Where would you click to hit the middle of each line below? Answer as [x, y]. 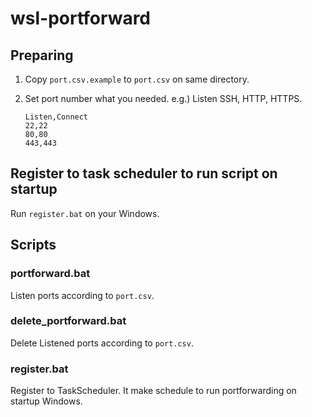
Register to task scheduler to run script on [144, 173]
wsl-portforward [80, 18]
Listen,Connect [56, 117]
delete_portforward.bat [68, 321]
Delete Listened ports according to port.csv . [102, 343]
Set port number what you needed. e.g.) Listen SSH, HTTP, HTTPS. [163, 98]
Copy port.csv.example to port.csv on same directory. [137, 79]
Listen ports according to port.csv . [82, 295]
